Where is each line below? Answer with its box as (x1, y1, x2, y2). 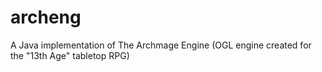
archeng (10, 6, 82, 29)
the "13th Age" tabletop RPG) (10, 49, 130, 61)
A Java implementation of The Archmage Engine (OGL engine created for (10, 39, 312, 51)
